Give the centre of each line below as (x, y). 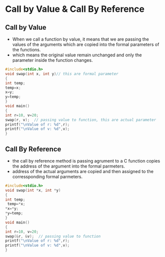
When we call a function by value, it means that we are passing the (81, 39)
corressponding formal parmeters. (47, 176)
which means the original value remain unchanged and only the (77, 55)
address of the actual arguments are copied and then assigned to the (83, 171)
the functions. (27, 50)
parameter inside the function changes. (53, 60)
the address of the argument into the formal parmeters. (69, 166)
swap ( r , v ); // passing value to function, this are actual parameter (81, 120)
